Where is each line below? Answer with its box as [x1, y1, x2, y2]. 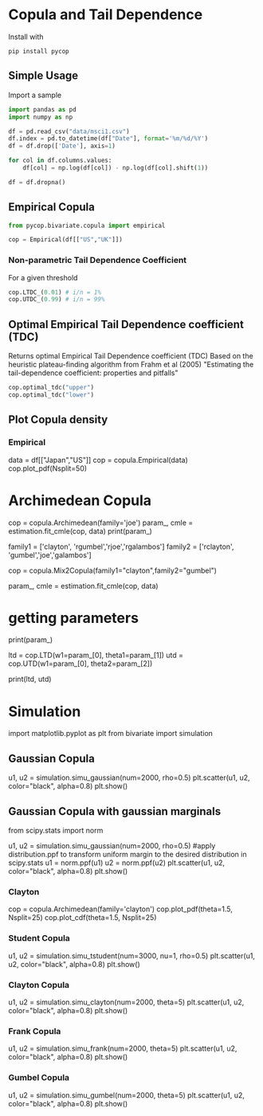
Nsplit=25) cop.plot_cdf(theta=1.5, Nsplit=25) [8, 913, 157, 922]
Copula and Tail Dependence [8, 6, 203, 24]
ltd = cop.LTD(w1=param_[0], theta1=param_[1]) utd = [8, 651, 184, 660]
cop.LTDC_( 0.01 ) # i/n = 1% [8, 288, 102, 296]
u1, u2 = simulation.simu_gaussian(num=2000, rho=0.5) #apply [8, 841, 216, 851]
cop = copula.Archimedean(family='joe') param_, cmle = [8, 518, 194, 527]
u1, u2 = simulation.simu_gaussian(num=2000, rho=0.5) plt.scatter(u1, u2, [8, 773, 250, 782]
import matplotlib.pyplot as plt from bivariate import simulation [8, 729, 214, 738]
